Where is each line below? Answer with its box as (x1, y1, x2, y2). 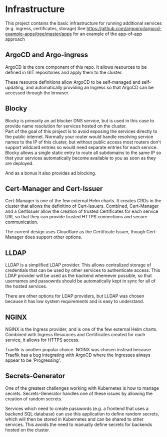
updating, (5, 84, 25, 90)
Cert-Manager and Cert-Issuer (5, 184, 103, 193)
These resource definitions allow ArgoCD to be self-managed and (5, 79, 141, 85)
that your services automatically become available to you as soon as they (5, 155, 156, 161)
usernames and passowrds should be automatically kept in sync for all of (5, 278, 156, 284)
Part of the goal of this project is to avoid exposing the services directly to (5, 128, 157, 134)
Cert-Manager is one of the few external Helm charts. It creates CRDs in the (5, 198, 161, 204)
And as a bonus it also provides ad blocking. (5, 170, 96, 176)
